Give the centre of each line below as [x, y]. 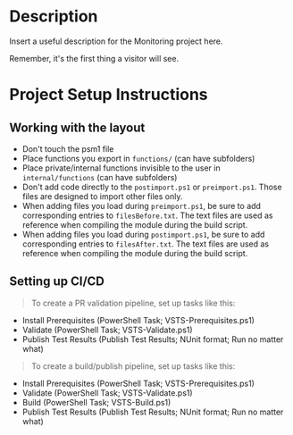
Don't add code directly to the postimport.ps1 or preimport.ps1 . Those [152, 187]
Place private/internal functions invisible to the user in [121, 168]
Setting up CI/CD [57, 282]
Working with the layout [77, 127]
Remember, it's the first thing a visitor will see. [94, 58]
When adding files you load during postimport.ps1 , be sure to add [143, 234]
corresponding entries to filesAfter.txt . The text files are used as [146, 244]
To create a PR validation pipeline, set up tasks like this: [133, 303]
